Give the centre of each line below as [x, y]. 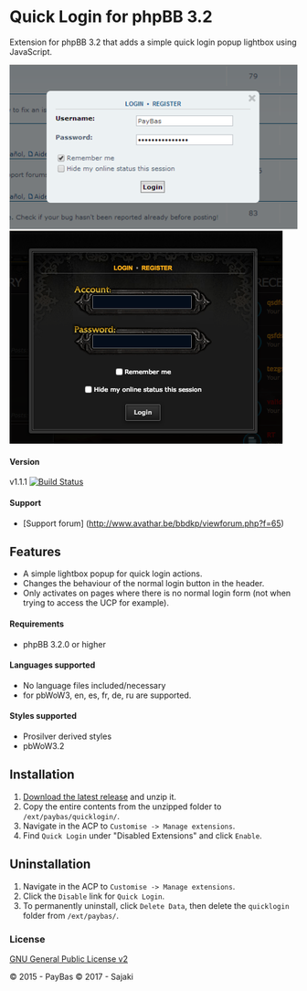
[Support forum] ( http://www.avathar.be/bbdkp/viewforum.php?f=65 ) [153, 523]
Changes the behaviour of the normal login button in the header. [143, 584]
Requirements [37, 624]
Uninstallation [50, 864]
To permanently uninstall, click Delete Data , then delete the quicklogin [156, 905]
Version [25, 461]
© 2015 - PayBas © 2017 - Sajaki [72, 976]
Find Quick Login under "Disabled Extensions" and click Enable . [142, 835]
